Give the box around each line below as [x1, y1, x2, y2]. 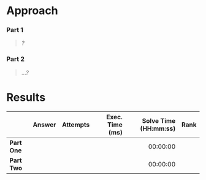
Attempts [62, 120, 90, 129]
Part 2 [6, 55, 25, 63]
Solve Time [142, 116, 176, 125]
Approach [6, 4, 58, 18]
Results [6, 90, 46, 104]
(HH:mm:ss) [140, 124, 176, 133]
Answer [32, 120, 56, 129]
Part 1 [6, 26, 23, 34]
